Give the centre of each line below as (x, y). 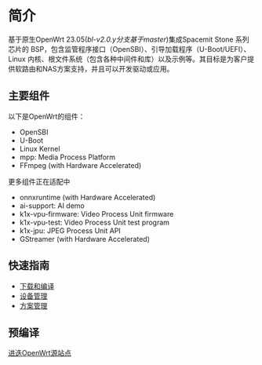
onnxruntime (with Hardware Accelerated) (87, 197)
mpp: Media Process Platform (67, 157)
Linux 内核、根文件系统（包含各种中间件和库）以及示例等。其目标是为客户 (128, 59)
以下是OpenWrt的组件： (47, 116)
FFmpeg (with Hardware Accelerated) (80, 165)
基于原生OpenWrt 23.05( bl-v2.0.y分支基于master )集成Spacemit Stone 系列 (129, 39)
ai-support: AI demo (52, 206)
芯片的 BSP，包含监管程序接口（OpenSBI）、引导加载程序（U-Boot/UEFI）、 (129, 49)
